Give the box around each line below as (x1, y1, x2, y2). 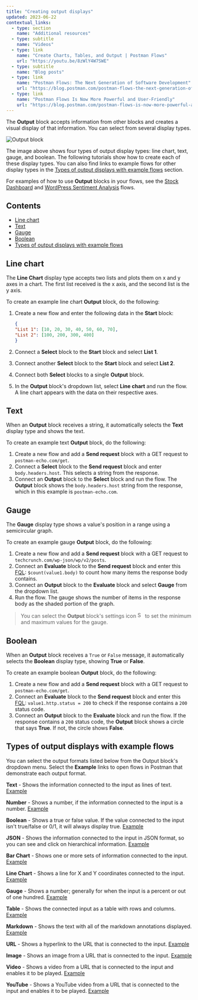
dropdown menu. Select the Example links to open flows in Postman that (6, 763, 183, 771)
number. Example (6, 805, 49, 812)
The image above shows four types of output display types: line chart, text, (6, 147, 189, 154)
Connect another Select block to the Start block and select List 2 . (14, 359, 175, 366)
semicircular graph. (6, 527, 53, 535)
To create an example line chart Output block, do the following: (6, 299, 160, 306)
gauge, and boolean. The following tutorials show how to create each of (6, 153, 181, 160)
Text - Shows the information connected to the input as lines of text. (6, 781, 172, 788)
